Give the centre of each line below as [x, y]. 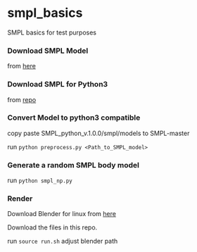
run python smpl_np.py [40, 180]
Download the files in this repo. [52, 227]
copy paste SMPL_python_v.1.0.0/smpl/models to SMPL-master [99, 133]
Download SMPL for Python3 [58, 84]
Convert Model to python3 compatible [74, 118]
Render [20, 199]
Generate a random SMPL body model [73, 165]
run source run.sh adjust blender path [63, 241]
